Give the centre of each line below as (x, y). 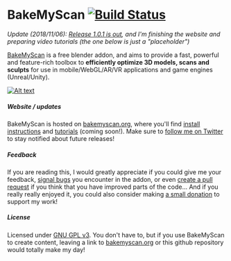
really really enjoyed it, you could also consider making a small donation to (113, 194)
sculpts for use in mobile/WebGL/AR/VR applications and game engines (110, 69)
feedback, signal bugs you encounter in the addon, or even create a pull (110, 179)
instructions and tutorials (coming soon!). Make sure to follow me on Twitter (115, 131)
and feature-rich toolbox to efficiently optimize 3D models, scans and (108, 62)
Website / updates (34, 106)
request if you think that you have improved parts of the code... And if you (113, 187)
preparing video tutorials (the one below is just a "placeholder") (99, 41)
